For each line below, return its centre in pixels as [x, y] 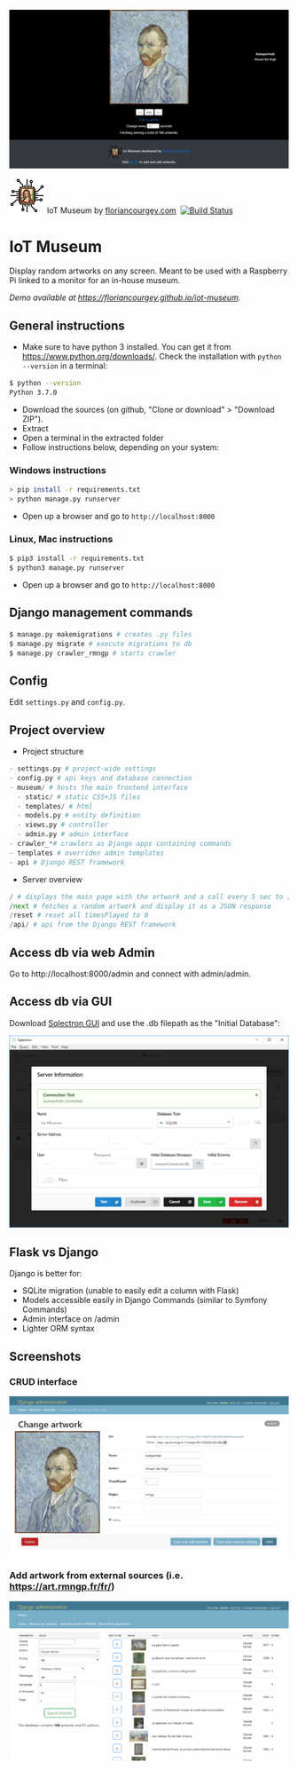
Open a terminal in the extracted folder [93, 438]
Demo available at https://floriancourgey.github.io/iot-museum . [125, 297]
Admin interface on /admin [71, 1319]
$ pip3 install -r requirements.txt [77, 559]
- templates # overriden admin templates [87, 853]
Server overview [52, 879]
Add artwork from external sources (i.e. [96, 1576]
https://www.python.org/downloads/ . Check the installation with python [152, 357]
